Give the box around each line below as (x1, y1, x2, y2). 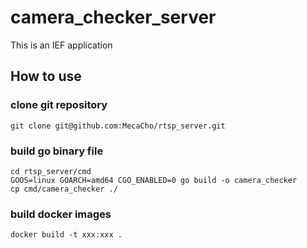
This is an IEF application (10, 39, 113, 51)
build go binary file (10, 144, 104, 158)
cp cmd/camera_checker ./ (10, 184, 118, 194)
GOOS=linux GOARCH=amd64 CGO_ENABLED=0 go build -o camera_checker (10, 175, 298, 185)
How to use (10, 68, 82, 85)
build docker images (10, 207, 112, 221)
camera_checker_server (10, 6, 217, 29)
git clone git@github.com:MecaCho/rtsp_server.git (10, 121, 226, 131)
